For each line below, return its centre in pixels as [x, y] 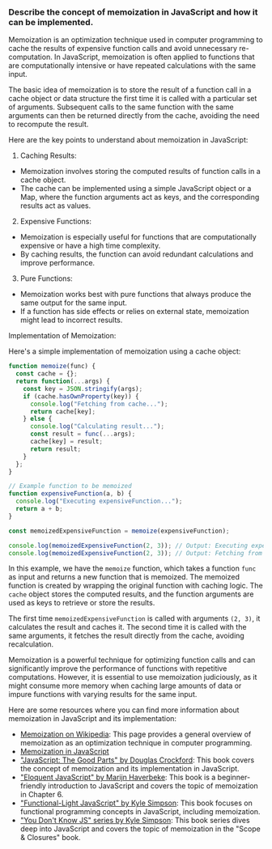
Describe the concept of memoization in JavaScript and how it [133, 12]
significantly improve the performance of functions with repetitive [118, 669]
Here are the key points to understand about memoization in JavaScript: [128, 140]
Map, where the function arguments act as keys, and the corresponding [140, 197]
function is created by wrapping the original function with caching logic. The [136, 586]
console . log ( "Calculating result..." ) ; [97, 427]
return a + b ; [39, 509]
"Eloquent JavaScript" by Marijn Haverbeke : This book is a [118, 777]
